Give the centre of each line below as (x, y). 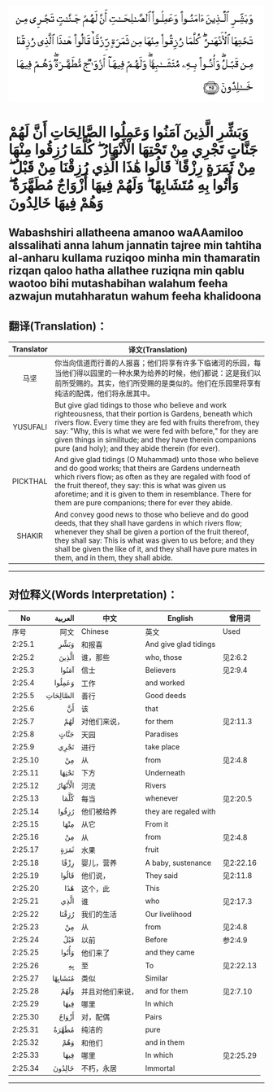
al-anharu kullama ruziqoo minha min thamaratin (134, 258)
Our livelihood (169, 914)
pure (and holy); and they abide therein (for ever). (137, 448)
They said (162, 875)
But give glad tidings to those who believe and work (141, 405)
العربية (64, 618)
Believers (160, 670)
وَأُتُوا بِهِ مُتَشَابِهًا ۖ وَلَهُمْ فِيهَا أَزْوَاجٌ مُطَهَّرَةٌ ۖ (123, 185)
